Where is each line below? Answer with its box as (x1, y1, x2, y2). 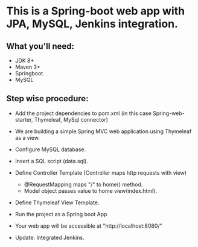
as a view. (14, 134, 40, 141)
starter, (14, 116, 33, 123)
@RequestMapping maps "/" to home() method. (24, 181, 143, 188)
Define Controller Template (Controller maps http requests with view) (14, 169, 187, 176)
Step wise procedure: (6, 93, 89, 104)
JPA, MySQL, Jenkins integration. (6, 17, 178, 31)
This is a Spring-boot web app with (6, 4, 185, 18)
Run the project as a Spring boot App (14, 210, 107, 217)
